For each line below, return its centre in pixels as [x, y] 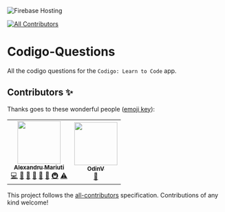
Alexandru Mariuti [39, 167]
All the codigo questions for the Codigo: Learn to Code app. [92, 71]
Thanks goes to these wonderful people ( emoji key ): [81, 109]
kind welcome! [28, 202]
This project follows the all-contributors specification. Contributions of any [113, 195]
